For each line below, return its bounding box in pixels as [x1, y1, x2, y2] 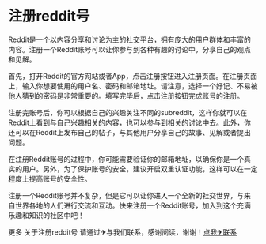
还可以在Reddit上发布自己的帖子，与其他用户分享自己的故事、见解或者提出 [8, 127, 252, 137]
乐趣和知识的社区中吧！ [8, 210, 85, 220]
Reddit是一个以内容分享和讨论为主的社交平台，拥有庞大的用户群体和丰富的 [8, 35, 252, 44]
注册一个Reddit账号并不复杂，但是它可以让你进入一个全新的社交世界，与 [8, 190, 245, 200]
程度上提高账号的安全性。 [8, 174, 92, 183]
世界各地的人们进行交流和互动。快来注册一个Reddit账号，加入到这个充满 [14, 201, 252, 210]
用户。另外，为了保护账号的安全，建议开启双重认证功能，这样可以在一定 [21, 163, 258, 174]
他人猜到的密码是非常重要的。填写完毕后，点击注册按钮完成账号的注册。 [8, 91, 244, 100]
